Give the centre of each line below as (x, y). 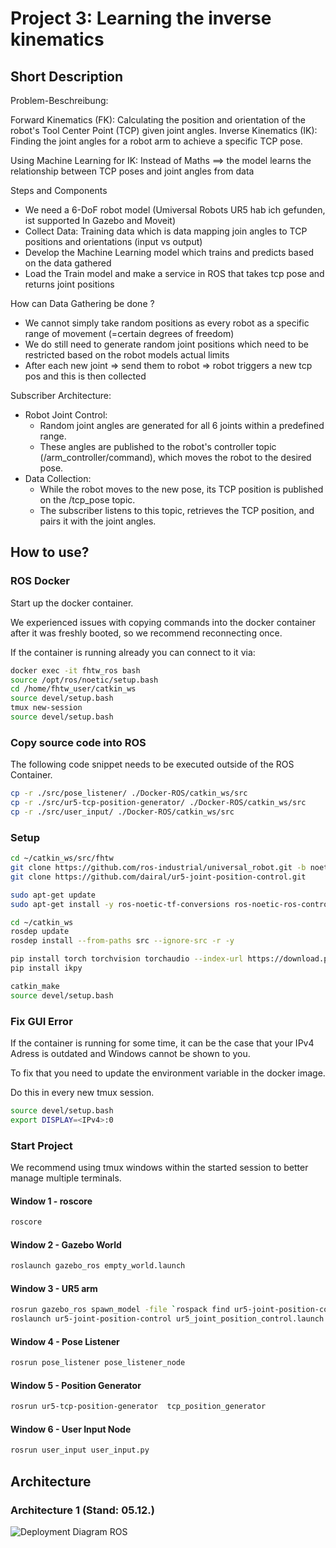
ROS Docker (40, 581)
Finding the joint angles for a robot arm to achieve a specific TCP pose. (156, 141)
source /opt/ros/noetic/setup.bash (84, 680)
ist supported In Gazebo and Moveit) (100, 220)
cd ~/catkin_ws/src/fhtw (62, 858)
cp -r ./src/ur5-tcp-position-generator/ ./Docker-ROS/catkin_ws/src (158, 803)
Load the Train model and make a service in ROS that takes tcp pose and (174, 273)
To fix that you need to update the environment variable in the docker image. (168, 1073)
